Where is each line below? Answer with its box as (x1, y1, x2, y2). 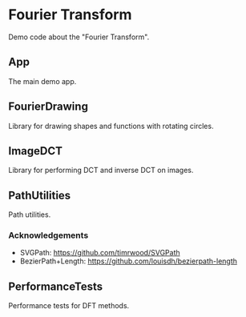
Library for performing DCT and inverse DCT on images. (8, 166, 194, 175)
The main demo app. (8, 76, 77, 86)
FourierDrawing (8, 100, 88, 114)
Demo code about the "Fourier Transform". (8, 32, 150, 42)
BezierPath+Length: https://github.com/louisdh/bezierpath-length (19, 256, 238, 266)
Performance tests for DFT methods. (8, 301, 130, 311)
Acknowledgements (8, 230, 89, 241)
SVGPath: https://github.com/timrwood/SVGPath (19, 248, 180, 258)
